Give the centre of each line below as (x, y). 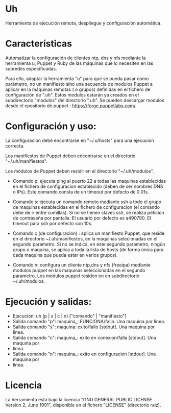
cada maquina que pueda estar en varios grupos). (65, 255)
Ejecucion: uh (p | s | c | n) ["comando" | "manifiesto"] (69, 316)
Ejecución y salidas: (48, 302)
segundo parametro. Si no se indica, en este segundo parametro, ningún (89, 244)
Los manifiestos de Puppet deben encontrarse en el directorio (70, 156)
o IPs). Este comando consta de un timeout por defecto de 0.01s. (81, 191)
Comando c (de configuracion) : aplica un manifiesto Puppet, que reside (89, 233)
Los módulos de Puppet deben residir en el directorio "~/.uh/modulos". (80, 171)
